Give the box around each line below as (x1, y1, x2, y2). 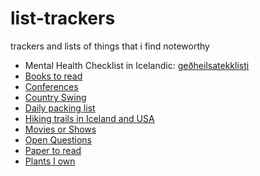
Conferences (24, 80, 79, 92)
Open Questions (24, 133, 93, 146)
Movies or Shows (24, 123, 97, 135)
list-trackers (10, 7, 116, 30)
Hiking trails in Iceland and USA (24, 112, 155, 124)
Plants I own (24, 155, 76, 167)
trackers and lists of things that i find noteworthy (10, 40, 210, 52)
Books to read (24, 70, 83, 82)
